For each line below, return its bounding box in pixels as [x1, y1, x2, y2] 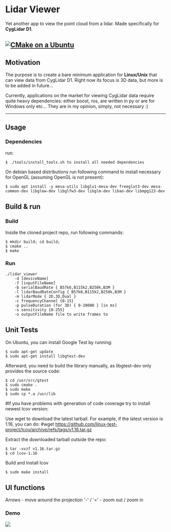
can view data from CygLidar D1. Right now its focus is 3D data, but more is [5, 77, 163, 83]
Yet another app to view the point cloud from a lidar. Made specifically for [5, 20, 159, 27]
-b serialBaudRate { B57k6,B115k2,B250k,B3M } [14, 285, 115, 290]
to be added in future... [5, 83, 53, 89]
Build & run [5, 202, 41, 211]
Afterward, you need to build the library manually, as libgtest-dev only [5, 362, 152, 368]
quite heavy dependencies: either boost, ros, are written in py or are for [5, 98, 155, 104]
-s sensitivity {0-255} [14, 307, 65, 312]
